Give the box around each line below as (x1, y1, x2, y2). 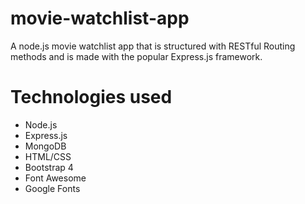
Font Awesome (24, 172, 87, 184)
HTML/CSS (24, 150, 72, 162)
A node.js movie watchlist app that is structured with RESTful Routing (10, 40, 296, 52)
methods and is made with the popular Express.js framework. (10, 50, 263, 62)
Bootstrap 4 (24, 161, 74, 173)
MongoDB (24, 140, 67, 152)
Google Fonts (24, 182, 81, 194)
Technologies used (10, 86, 173, 109)
